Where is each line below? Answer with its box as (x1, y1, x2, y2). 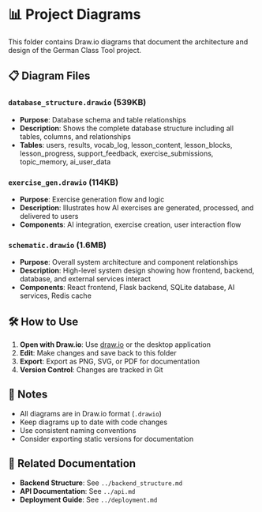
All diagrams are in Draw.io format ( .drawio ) (19, 408, 162, 418)
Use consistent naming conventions (19, 425, 137, 435)
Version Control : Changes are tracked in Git (19, 365, 163, 375)
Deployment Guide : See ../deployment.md (19, 495, 158, 504)
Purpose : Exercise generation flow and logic (19, 194, 165, 204)
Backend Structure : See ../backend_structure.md (19, 478, 183, 488)
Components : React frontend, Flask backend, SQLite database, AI (19, 283, 235, 292)
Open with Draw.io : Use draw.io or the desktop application (19, 340, 211, 349)
